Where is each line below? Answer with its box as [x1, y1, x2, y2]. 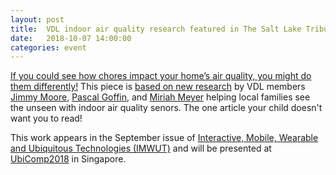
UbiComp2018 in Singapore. [10, 153, 127, 165]
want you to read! [10, 112, 83, 125]
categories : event [10, 42, 87, 53]
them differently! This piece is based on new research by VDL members [10, 81, 306, 93]
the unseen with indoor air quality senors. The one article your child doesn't [10, 102, 323, 114]
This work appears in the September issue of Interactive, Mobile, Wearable [10, 132, 319, 144]
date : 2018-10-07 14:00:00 [10, 33, 132, 43]
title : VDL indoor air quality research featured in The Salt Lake [10, 24, 302, 34]
